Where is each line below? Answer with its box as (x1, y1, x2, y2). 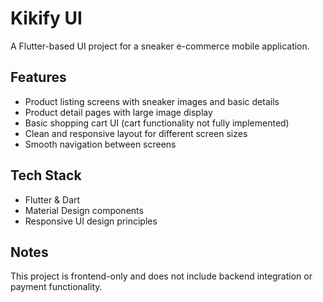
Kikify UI (10, 7, 83, 30)
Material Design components (24, 204, 144, 216)
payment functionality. (10, 281, 103, 293)
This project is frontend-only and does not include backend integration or (10, 270, 313, 282)
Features (10, 69, 67, 86)
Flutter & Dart (24, 193, 81, 206)
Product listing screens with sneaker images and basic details (24, 95, 280, 107)
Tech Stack (10, 167, 82, 184)
